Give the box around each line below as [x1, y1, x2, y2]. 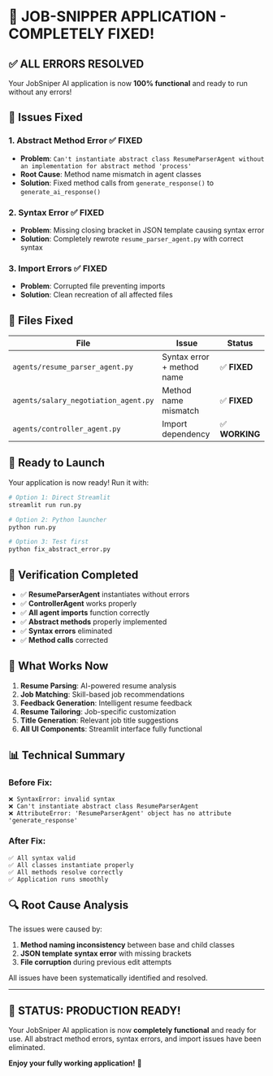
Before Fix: [8, 777, 53, 788]
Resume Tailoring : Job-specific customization [19, 706, 176, 716]
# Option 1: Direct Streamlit [8, 493, 111, 501]
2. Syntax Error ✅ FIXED [8, 206, 105, 218]
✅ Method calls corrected [19, 635, 108, 644]
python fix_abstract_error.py [8, 545, 111, 553]
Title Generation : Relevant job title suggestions [19, 715, 179, 725]
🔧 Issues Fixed [8, 111, 84, 124]
